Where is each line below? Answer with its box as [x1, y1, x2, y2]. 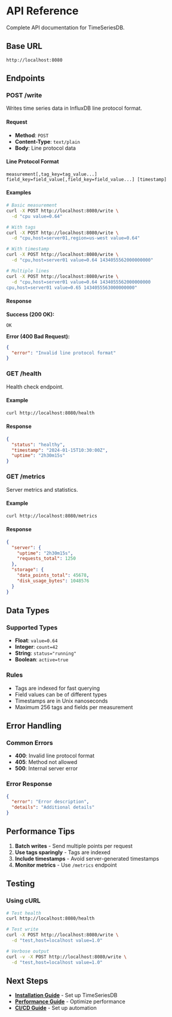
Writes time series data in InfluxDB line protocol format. [6, 104, 142, 112]
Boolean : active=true [14, 656, 69, 663]
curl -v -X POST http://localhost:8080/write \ [6, 954, 127, 960]
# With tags [6, 224, 36, 230]
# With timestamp [6, 246, 50, 252]
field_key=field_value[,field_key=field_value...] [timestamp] [6, 176, 167, 183]
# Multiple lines [6, 267, 50, 274]
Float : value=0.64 [14, 637, 58, 644]
